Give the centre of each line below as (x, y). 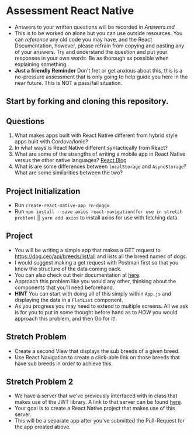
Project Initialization (43, 191)
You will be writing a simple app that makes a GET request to (87, 250)
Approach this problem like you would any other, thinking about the (95, 281)
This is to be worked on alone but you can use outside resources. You (98, 33)
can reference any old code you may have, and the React (83, 39)
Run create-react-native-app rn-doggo (62, 205)
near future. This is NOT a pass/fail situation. (68, 83)
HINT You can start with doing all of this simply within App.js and (93, 293)
